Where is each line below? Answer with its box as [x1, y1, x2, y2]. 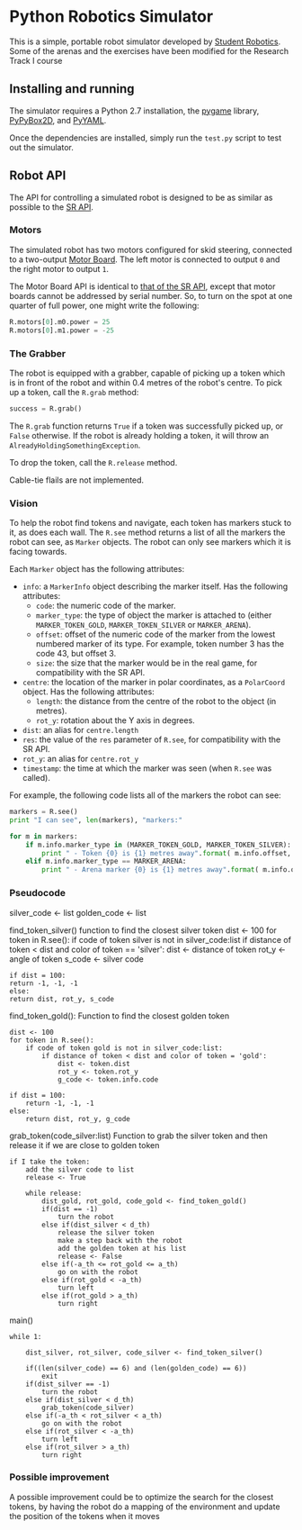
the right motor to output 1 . [9, 263, 110, 274]
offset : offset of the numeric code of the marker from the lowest [35, 629, 276, 640]
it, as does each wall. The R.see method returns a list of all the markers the [9, 527, 286, 538]
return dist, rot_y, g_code [25, 1114, 130, 1123]
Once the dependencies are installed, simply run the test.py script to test [9, 132, 282, 143]
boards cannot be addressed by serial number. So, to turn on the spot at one [9, 290, 293, 301]
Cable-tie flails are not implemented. [9, 475, 145, 485]
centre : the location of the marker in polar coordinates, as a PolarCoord [22, 677, 286, 688]
